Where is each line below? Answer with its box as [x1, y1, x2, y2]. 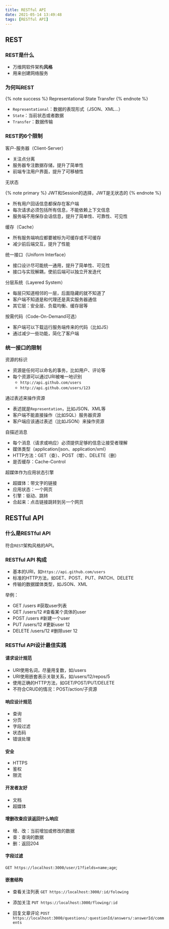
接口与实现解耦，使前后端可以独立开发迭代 [12, 268, 101, 275]
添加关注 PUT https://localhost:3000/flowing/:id [12, 899, 118, 905]
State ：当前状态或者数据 [12, 112, 64, 118]
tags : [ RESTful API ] [5, 17, 49, 22]
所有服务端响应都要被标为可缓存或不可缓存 [12, 234, 101, 240]
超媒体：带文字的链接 [12, 480, 57, 486]
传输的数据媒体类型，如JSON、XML [12, 581, 88, 587]
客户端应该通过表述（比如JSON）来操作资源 [12, 418, 105, 424]
